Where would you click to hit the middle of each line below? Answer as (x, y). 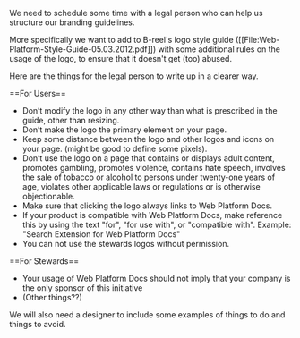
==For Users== (38, 93)
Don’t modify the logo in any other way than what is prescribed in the (150, 110)
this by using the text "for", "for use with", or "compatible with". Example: (157, 224)
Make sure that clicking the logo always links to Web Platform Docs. (147, 206)
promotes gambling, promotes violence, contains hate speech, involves (154, 168)
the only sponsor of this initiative (82, 288)
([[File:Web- (257, 40)
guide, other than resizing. (71, 120)
